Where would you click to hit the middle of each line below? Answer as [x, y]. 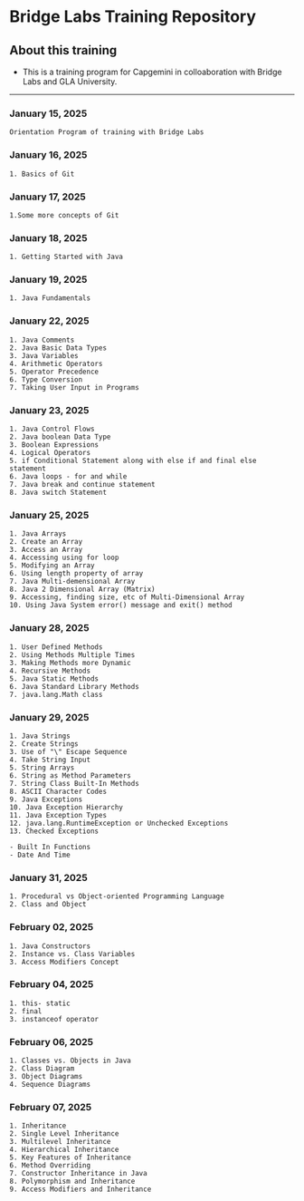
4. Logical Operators [50, 453]
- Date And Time [40, 855]
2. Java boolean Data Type [60, 437]
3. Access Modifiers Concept [64, 962]
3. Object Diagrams [46, 1077]
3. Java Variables [44, 355]
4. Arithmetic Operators [56, 363]
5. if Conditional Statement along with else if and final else [133, 461]
